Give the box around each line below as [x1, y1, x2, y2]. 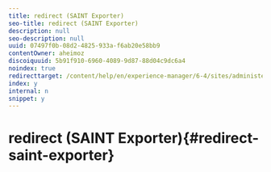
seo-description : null [8, 34, 85, 43]
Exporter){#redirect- [118, 129, 260, 148]
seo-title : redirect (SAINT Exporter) [8, 19, 139, 27]
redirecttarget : [8, 72, 63, 80]
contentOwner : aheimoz [8, 49, 85, 57]
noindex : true [8, 65, 56, 73]
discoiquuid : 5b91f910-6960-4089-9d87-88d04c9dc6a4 [8, 57, 186, 65]
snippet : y [8, 94, 45, 103]
